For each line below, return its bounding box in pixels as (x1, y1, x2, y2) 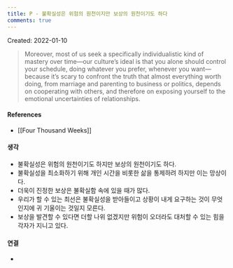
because (24, 72, 50, 81)
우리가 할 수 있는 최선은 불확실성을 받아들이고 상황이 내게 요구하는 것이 (17, 194, 210, 203)
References (7, 110, 42, 119)
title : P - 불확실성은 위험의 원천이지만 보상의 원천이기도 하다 (7, 10, 168, 18)
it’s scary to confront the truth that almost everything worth (51, 72, 222, 81)
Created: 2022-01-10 (7, 36, 68, 44)
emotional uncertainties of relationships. (24, 94, 141, 102)
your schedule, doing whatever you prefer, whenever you (24, 65, 190, 73)
